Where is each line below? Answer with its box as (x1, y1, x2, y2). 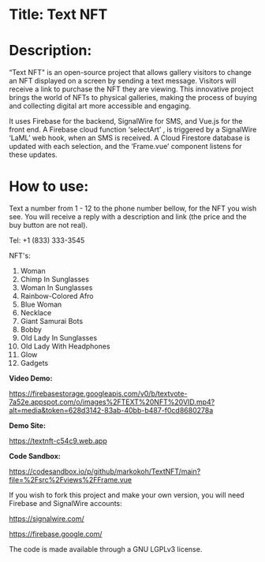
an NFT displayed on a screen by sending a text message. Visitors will (9, 76, 237, 86)
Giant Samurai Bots (20, 317, 84, 326)
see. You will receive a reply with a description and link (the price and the (9, 212, 247, 221)
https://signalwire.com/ (9, 514, 85, 523)
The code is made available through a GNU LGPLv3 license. (9, 545, 203, 554)
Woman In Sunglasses (20, 283, 93, 292)
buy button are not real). (9, 221, 88, 230)
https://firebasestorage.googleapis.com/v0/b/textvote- (9, 389, 188, 399)
